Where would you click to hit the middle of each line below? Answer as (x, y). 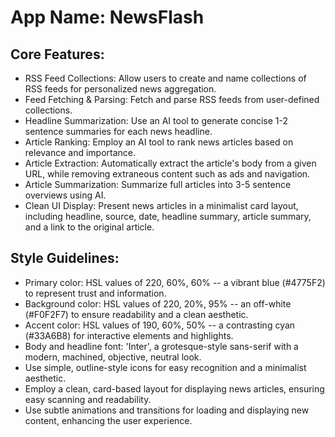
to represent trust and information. (95, 293)
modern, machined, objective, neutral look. (113, 357)
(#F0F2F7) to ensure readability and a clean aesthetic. (136, 314)
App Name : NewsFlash (107, 17)
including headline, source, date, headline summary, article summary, (168, 216)
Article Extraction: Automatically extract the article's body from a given (170, 163)
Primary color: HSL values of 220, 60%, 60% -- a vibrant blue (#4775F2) (175, 282)
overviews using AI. (65, 195)
